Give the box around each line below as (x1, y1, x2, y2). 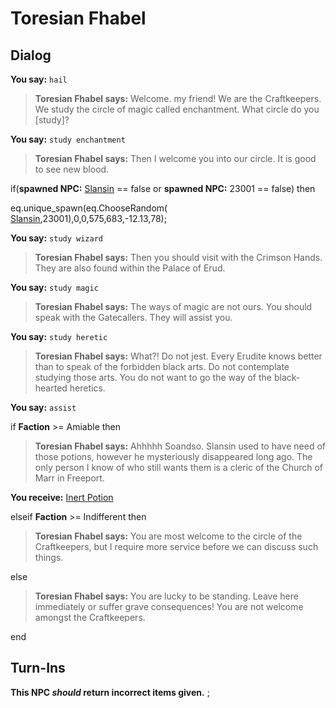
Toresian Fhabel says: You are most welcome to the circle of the (34, 530, 303, 542)
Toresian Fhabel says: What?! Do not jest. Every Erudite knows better (34, 350, 323, 362)
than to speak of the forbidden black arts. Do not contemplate (34, 361, 290, 372)
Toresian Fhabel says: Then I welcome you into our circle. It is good (34, 153, 317, 164)
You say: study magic (10, 282, 99, 293)
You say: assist (10, 402, 77, 413)
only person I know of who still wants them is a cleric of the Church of (34, 462, 324, 473)
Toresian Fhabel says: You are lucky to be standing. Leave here (34, 590, 299, 602)
